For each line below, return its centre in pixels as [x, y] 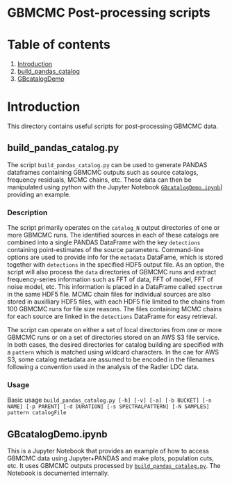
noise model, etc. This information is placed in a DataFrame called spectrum [115, 287]
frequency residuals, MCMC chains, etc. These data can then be [100, 180]
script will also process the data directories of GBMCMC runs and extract [112, 272]
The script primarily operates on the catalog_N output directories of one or [114, 228]
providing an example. [39, 194]
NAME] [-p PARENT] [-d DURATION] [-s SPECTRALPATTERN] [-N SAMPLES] [108, 407]
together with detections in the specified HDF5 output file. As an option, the [116, 265]
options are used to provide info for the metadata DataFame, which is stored [115, 257]
